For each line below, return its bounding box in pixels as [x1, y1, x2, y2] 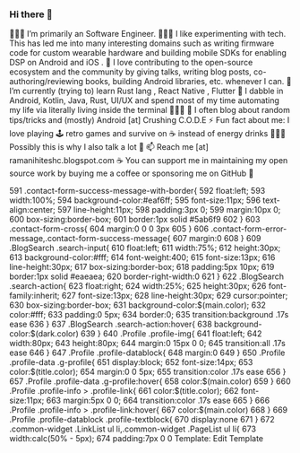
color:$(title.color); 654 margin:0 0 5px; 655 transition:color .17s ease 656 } [9, 367, 287, 378]
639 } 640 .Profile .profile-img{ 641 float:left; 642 [80, 328, 262, 339]
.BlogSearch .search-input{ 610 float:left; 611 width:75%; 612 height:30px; [9, 242, 281, 254]
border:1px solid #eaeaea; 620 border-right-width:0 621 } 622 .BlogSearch [9, 271, 285, 282]
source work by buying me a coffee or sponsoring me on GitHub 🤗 [9, 168, 254, 179]
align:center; [9, 205, 56, 215]
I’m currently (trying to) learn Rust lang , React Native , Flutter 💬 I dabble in [9, 85, 284, 97]
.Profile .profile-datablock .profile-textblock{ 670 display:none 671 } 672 [9, 414, 275, 425]
